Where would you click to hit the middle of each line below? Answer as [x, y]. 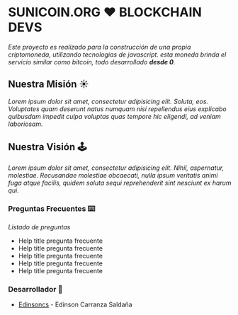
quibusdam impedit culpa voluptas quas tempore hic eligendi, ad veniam [115, 116]
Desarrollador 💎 [35, 289]
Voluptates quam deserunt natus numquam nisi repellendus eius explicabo [117, 109]
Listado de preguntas [39, 227]
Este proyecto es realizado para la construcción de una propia [100, 47]
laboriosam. [25, 124]
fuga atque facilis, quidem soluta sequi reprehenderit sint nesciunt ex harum [120, 183]
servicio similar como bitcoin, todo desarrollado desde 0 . [92, 62]
